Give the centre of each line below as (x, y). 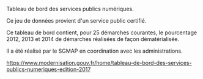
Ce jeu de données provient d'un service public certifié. (76, 21)
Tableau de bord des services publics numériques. (70, 9)
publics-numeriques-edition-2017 (49, 69)
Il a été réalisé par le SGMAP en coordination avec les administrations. (94, 51)
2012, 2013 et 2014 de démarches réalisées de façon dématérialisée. (93, 39)
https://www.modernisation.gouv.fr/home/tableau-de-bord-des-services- (99, 63)
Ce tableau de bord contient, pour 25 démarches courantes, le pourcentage (102, 32)
